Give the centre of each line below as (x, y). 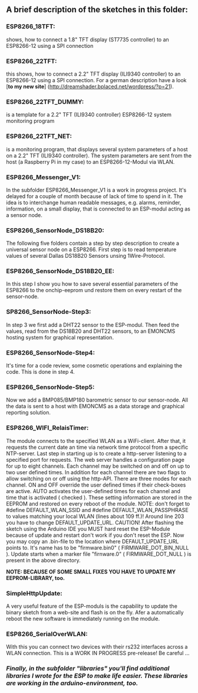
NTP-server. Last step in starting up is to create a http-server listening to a (96, 453)
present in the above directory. (43, 560)
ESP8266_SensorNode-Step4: (51, 352)
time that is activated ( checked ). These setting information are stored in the (99, 497)
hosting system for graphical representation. (60, 337)
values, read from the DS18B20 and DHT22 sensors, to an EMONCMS (91, 331)
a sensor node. (24, 215)
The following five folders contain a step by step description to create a (93, 243)
